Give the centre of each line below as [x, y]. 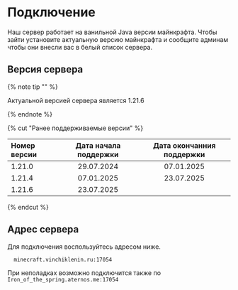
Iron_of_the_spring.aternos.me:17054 [63, 279]
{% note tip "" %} [33, 87]
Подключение [51, 12]
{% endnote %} [30, 114]
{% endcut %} [28, 207]
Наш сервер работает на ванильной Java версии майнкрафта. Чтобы [112, 32]
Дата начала [98, 145]
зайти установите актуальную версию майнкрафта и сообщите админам [118, 39]
